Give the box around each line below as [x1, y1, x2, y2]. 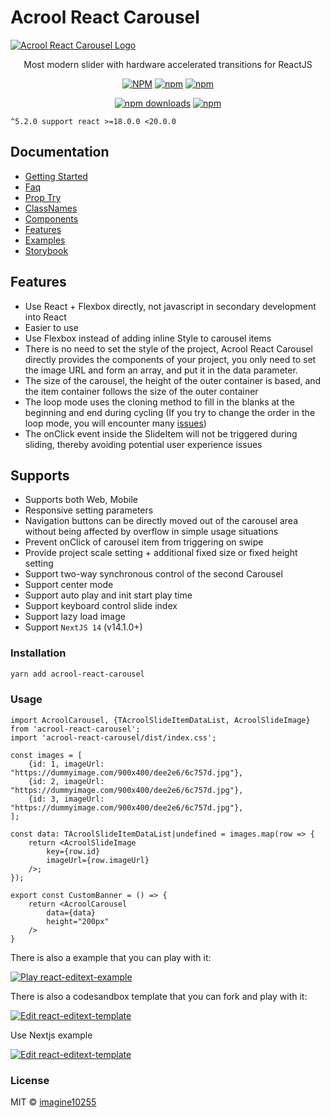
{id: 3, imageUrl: [28, 794, 105, 804]
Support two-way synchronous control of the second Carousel [24, 568, 283, 580]
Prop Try [24, 191, 62, 203]
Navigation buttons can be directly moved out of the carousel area [24, 515, 298, 527]
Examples [24, 234, 66, 246]
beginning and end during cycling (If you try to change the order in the [24, 406, 316, 418]
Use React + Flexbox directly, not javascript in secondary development [24, 300, 317, 312]
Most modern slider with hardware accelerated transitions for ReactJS [23, 58, 313, 70]
